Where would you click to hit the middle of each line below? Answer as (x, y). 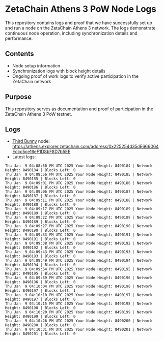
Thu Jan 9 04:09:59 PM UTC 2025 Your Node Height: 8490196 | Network (79, 278)
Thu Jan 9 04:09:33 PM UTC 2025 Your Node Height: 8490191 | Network (79, 235)
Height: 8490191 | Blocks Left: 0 (41, 239)
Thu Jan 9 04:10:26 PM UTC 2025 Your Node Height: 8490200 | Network (79, 321)
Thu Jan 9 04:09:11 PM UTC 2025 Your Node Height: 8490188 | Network (79, 200)
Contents (20, 54)
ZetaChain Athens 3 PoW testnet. (39, 114)
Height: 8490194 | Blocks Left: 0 (41, 265)
